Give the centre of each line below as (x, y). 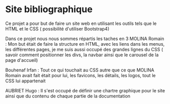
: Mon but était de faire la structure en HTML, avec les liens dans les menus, (85, 44)
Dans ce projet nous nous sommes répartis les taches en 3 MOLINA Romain (85, 39)
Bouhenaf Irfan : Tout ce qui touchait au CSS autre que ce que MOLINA (80, 70)
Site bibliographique (49, 9)
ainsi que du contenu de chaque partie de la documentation (68, 96)
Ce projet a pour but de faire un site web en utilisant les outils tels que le (81, 23)
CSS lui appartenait (25, 81)
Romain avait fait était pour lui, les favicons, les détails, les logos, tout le (81, 75)
